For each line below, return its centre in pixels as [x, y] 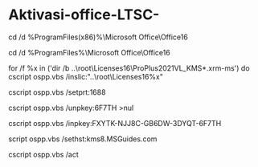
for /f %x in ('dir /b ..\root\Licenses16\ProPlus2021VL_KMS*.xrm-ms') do [129, 68]
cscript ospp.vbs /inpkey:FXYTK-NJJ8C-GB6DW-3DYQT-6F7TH [115, 123]
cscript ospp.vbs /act [43, 154]
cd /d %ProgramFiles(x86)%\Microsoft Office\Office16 [98, 37]
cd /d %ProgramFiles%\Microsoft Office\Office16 [89, 52]
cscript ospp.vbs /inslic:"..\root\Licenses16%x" [86, 76]
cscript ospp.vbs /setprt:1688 [57, 92]
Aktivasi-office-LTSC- [84, 15]
